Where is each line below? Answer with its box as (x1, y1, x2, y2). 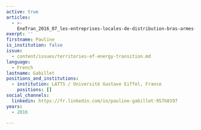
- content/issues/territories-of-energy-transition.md (11, 53, 151, 59)
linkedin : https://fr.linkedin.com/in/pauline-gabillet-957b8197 (11, 98, 178, 104)
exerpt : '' (6, 31, 33, 37)
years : (6, 103, 23, 110)
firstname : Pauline (6, 37, 55, 43)
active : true (6, 8, 39, 15)
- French (11, 64, 33, 71)
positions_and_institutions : (6, 75, 79, 81)
